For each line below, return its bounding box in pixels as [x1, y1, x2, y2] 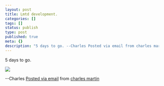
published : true [5, 35, 38, 40]
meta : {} [5, 39, 23, 44]
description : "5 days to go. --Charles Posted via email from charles [5, 43, 152, 48]
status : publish [5, 25, 38, 30]
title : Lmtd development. [5, 12, 58, 17]
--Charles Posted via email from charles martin [5, 75, 100, 81]
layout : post [5, 7, 32, 12]
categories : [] [5, 16, 36, 21]
